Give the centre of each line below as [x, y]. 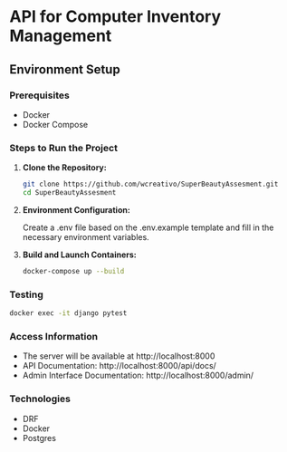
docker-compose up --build [73, 271]
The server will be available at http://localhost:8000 [119, 356]
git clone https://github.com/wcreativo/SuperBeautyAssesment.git [150, 184]
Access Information [53, 336]
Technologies [40, 399]
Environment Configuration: [77, 209]
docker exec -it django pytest [68, 313]
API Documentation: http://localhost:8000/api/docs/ [120, 366]
